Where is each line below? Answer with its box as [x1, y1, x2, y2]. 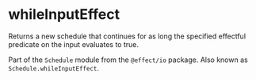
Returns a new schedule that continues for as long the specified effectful [8, 31, 246, 41]
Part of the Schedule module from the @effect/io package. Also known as [8, 55, 248, 64]
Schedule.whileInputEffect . [8, 63, 100, 72]
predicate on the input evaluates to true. [8, 39, 139, 49]
